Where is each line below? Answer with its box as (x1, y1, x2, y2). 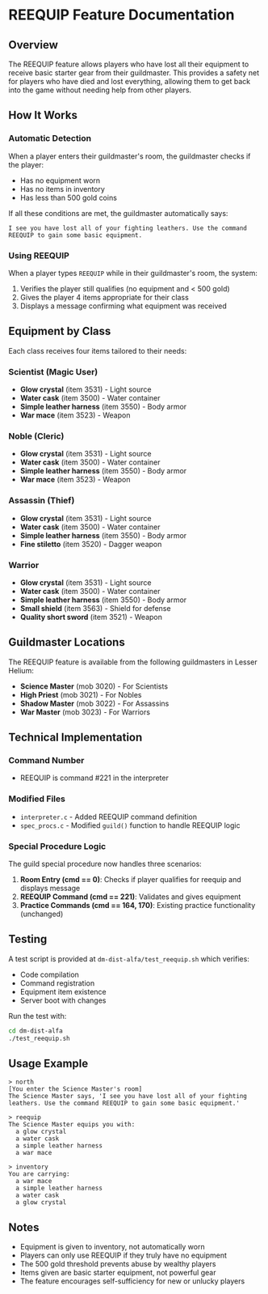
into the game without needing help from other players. (8, 85, 192, 95)
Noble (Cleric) (8, 431, 65, 442)
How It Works (8, 108, 78, 122)
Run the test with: (8, 1011, 67, 1020)
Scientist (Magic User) (8, 366, 98, 377)
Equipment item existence (19, 986, 107, 996)
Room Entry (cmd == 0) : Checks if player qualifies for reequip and (19, 875, 241, 885)
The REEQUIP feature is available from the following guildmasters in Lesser (8, 657, 258, 667)
